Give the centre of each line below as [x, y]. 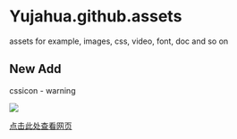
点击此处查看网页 [41, 126]
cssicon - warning [42, 90]
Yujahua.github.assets [96, 16]
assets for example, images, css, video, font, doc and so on [119, 41]
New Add [35, 69]
